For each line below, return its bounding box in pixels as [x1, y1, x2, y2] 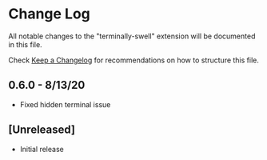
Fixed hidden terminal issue [19, 99, 111, 109]
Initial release [19, 144, 64, 154]
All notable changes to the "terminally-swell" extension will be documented [8, 31, 256, 41]
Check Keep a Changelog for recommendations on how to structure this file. [8, 55, 260, 65]
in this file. [8, 39, 42, 49]
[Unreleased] [8, 123, 76, 137]
